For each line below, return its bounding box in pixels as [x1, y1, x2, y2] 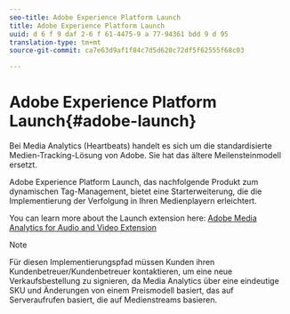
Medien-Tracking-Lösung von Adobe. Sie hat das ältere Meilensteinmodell [9, 150, 282, 161]
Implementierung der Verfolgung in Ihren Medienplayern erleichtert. [9, 196, 257, 206]
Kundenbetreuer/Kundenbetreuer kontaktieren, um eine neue [9, 266, 233, 277]
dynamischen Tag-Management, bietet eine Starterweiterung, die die [9, 186, 262, 197]
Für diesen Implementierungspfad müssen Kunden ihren [9, 257, 215, 268]
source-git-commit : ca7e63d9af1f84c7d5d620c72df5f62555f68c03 [9, 46, 245, 55]
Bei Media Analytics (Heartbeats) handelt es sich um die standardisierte [9, 141, 273, 151]
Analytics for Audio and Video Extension [9, 222, 157, 233]
